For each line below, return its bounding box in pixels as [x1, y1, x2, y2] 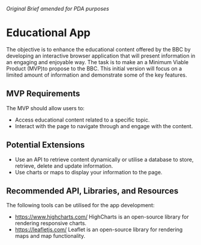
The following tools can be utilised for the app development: [6, 202, 155, 209]
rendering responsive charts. [14, 220, 87, 227]
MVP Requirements [6, 89, 80, 99]
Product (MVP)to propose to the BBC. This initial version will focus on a [6, 65, 182, 72]
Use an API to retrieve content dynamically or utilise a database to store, [14, 156, 194, 163]
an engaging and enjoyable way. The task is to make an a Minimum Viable [6, 58, 189, 65]
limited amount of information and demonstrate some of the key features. [6, 71, 187, 78]
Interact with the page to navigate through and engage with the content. [14, 122, 193, 129]
